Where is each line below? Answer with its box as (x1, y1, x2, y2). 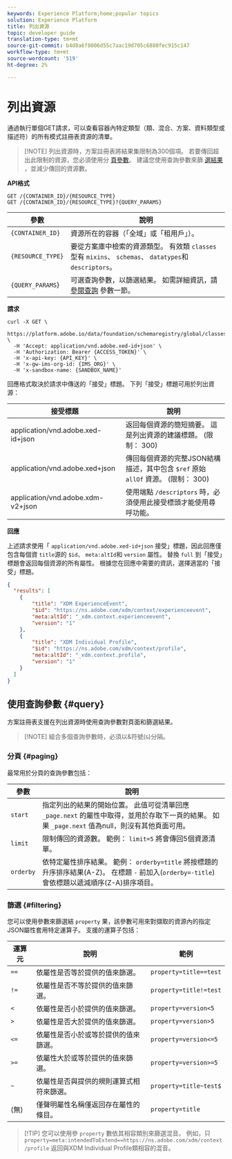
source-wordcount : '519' (7, 55, 79, 62)
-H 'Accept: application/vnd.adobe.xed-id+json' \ (13, 343, 162, 349)
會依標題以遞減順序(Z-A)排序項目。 (42, 878, 158, 888)
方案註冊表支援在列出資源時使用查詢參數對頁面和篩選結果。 (7, 718, 177, 726)
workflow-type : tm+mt (7, 49, 70, 56)
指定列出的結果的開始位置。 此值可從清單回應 (42, 800, 190, 810)
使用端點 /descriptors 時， (125, 487, 214, 497)
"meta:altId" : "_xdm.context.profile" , (32, 652, 147, 659)
